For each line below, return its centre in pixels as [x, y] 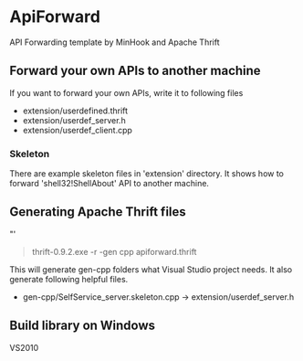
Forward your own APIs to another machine [136, 71]
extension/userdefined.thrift [75, 111]
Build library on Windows [83, 326]
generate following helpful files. [69, 279]
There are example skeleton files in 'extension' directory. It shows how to [147, 174]
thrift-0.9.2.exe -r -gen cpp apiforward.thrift [114, 251]
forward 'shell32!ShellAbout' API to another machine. [110, 184]
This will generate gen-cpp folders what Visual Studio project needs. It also [151, 269]
